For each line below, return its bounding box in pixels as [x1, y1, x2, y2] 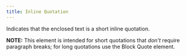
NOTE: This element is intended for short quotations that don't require [6, 36, 181, 43]
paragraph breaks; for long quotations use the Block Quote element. [6, 43, 176, 50]
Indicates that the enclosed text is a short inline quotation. [6, 25, 150, 32]
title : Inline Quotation [6, 8, 69, 15]
